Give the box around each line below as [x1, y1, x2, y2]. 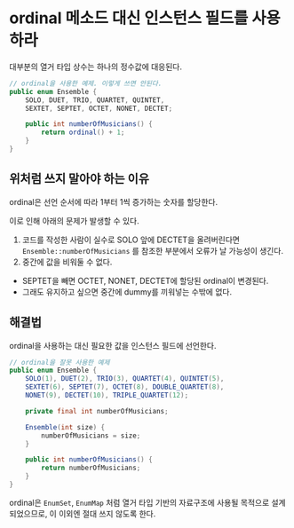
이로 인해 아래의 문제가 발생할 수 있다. [9, 215, 139, 226]
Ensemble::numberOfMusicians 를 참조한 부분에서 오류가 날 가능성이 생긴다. [21, 245, 284, 256]
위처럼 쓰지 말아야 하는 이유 [9, 171, 149, 186]
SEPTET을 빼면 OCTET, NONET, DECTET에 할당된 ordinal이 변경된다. [21, 275, 269, 286]
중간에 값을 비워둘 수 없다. [21, 256, 113, 267]
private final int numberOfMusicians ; [25, 406, 169, 415]
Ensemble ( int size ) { [25, 422, 105, 431]
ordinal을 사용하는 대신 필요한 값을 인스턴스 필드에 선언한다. [9, 340, 217, 351]
